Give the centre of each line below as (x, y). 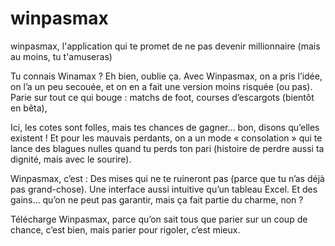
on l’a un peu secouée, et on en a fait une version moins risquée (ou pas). (161, 86)
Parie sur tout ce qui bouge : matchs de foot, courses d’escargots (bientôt (162, 97)
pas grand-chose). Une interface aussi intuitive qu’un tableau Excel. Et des (164, 189)
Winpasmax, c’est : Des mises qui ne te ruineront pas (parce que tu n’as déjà (167, 178)
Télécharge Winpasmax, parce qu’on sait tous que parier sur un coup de (159, 219)
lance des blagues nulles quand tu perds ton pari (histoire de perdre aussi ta (167, 148)
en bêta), (29, 108)
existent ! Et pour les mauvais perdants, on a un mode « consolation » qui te (166, 138)
